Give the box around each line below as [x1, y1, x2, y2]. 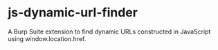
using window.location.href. [8, 34, 87, 42]
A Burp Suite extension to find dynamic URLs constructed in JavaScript [8, 27, 211, 36]
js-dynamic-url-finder [8, 5, 138, 21]
